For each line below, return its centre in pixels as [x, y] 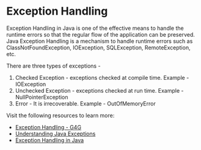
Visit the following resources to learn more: [60, 115]
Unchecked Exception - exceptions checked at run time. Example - [99, 90]
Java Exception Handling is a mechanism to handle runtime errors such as [100, 41]
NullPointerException [42, 97]
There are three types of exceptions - [53, 66]
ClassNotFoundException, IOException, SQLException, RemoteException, [98, 48]
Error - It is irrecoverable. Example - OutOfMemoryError [85, 103]
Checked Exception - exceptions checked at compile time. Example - [102, 77]
